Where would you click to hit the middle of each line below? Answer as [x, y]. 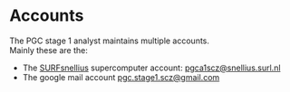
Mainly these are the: [48, 50]
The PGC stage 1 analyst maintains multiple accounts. [110, 41]
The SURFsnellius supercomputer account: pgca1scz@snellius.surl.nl [151, 68]
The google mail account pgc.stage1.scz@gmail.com [121, 77]
